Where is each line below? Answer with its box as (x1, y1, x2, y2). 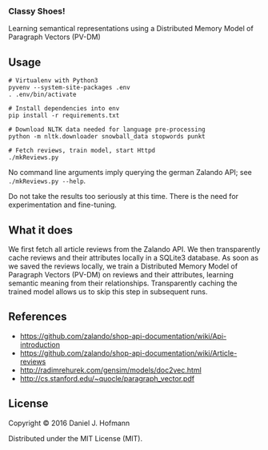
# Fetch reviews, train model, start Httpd (8, 146, 156, 155)
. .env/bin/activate (8, 90, 78, 99)
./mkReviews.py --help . (8, 176, 86, 185)
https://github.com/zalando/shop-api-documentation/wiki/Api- (19, 331, 227, 340)
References (8, 310, 67, 324)
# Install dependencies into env (8, 105, 120, 113)
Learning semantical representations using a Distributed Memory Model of (8, 24, 254, 34)
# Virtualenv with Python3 (8, 77, 98, 85)
